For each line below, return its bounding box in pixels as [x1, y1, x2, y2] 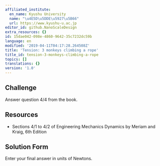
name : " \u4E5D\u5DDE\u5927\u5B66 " [9, 16, 79, 21]
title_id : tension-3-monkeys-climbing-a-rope [5, 52, 98, 57]
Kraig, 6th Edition [12, 129, 47, 134]
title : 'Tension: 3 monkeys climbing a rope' [5, 48, 98, 52]
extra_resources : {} [5, 30, 47, 34]
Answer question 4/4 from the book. [5, 97, 78, 102]
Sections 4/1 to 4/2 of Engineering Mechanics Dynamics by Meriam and [12, 123, 156, 129]
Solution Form [5, 143, 48, 151]
